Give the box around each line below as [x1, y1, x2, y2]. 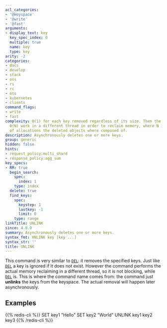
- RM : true [5, 165, 28, 170]
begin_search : [9, 170, 39, 175]
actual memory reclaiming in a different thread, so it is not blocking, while [5, 268, 156, 275]
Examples [5, 299, 36, 307]
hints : [5, 147, 19, 152]
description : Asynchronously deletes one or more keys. [5, 133, 123, 138]
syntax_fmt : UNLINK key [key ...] [5, 235, 77, 240]
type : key [9, 49, 30, 54]
